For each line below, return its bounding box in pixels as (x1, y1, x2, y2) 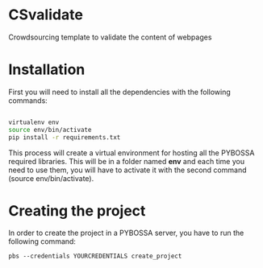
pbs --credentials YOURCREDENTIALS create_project (8, 252, 182, 261)
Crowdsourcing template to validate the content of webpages (8, 32, 212, 42)
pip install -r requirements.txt (8, 133, 121, 142)
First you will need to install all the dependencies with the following (8, 87, 232, 97)
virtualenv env (8, 118, 60, 126)
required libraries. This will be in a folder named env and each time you (8, 156, 244, 166)
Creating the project (8, 201, 146, 220)
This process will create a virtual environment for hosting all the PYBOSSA (8, 147, 255, 158)
